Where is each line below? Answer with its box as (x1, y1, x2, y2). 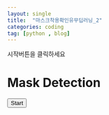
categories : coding (7, 23, 64, 30)
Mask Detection (7, 75, 101, 91)
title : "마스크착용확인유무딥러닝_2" (7, 17, 103, 24)
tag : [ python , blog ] (7, 29, 71, 37)
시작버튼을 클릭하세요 (7, 50, 66, 58)
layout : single (7, 10, 52, 18)
